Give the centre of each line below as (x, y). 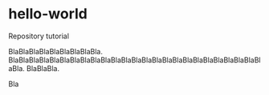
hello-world (48, 14)
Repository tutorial (39, 36)
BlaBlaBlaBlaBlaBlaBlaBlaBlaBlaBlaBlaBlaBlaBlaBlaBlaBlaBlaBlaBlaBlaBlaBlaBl (134, 60)
